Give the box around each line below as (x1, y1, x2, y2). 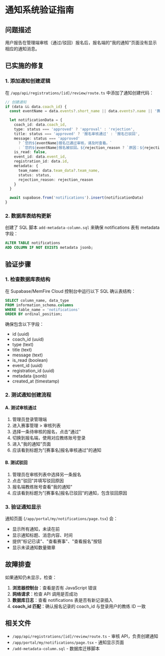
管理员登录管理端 (12, 416, 47, 422)
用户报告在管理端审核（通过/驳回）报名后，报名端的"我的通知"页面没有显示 (5, 40, 157, 45)
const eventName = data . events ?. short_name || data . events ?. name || (9, 109, 153, 114)
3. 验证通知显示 (5, 503, 42, 510)
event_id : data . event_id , (14, 154, 67, 159)
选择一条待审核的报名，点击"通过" (12, 429, 81, 435)
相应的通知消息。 (5, 46, 40, 52)
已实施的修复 (5, 62, 44, 70)
